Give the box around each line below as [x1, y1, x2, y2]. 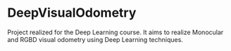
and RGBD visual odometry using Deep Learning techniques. [7, 35, 183, 43]
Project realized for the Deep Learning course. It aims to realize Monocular [7, 28, 224, 36]
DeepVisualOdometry [7, 5, 137, 21]
